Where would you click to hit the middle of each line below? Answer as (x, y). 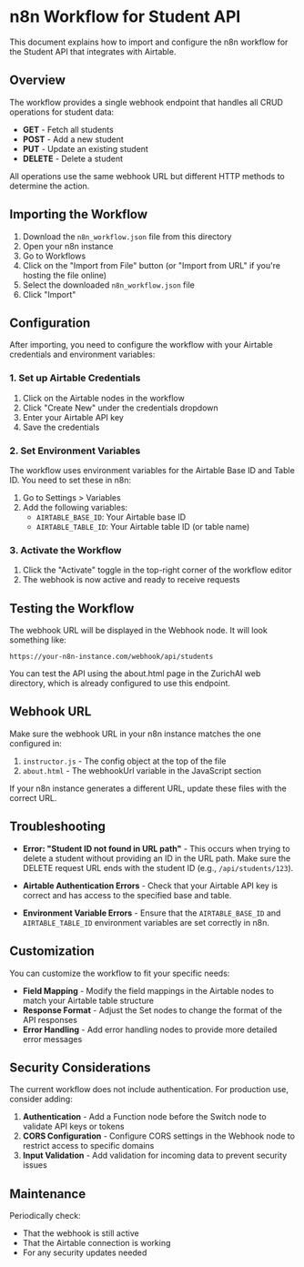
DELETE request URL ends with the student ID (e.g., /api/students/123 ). (158, 867)
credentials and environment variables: (82, 355)
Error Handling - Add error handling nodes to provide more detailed (150, 1029)
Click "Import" (49, 294)
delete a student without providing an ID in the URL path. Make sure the (157, 858)
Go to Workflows (54, 256)
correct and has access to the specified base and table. (127, 895)
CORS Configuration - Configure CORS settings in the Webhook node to (159, 1136)
